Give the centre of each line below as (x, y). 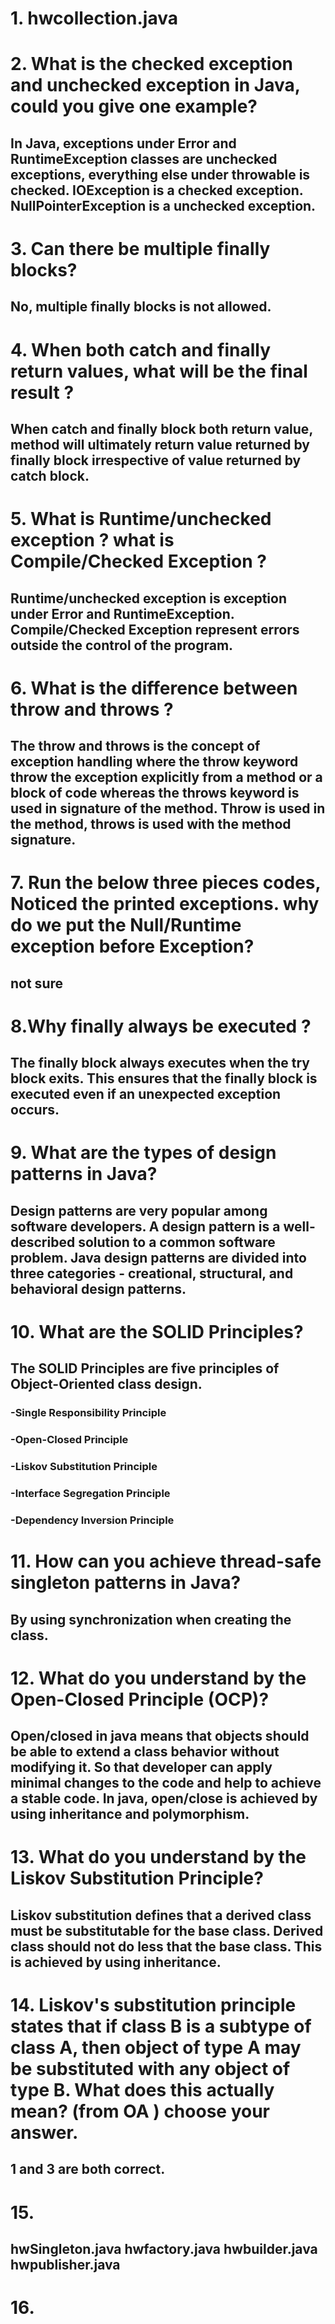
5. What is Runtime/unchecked (141, 519)
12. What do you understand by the (158, 1678)
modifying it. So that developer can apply (141, 1767)
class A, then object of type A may (156, 2047)
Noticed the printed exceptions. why (165, 904)
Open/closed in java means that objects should (160, 1736)
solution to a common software (177, 1242)
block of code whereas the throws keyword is (155, 793)
